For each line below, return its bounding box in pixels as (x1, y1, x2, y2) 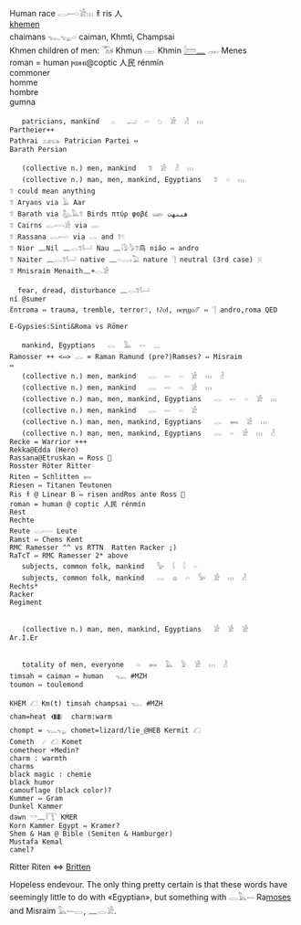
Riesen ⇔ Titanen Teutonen (9, 481, 112, 490)
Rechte (9, 516, 35, 525)
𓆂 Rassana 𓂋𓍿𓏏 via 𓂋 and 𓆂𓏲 (9, 232, 126, 241)
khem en (9, 19, 40, 29)
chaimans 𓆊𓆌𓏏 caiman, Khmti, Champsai (9, 31, 175, 42)
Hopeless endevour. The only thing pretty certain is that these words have (9, 879, 288, 889)
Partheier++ (9, 125, 55, 134)
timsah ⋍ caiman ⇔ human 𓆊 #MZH (9, 672, 148, 681)
